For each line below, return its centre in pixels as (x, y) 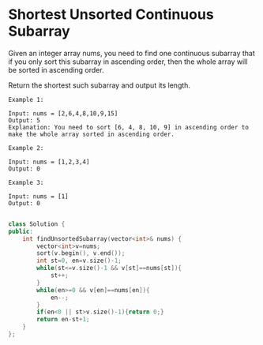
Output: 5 (24, 120)
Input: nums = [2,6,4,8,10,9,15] (63, 113)
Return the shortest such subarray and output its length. (100, 85)
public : (21, 231)
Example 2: (26, 148)
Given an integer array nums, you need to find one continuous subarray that (131, 53)
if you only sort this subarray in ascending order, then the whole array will (128, 62)
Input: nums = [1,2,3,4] (49, 162)
